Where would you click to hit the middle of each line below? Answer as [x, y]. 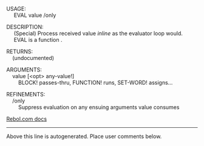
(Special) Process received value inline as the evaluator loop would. [98, 33]
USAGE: [16, 9]
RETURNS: [20, 51]
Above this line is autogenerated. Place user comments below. [84, 136]
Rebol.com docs [27, 119]
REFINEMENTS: [26, 94]
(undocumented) [33, 58]
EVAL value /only [35, 15]
